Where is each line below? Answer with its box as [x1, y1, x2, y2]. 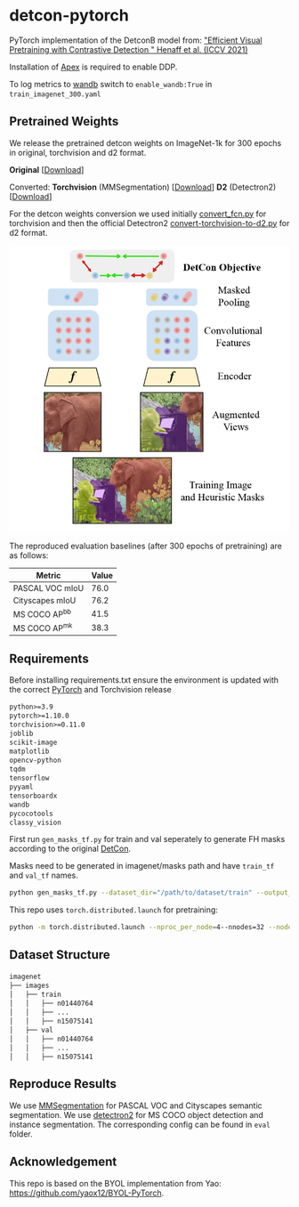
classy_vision [9, 818, 62, 828]
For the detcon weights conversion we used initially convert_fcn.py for [9, 208, 267, 219]
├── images [9, 981, 50, 990]
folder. [9, 1128, 33, 1139]
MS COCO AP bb [12, 607, 71, 620]
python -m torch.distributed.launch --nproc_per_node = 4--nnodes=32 [9, 923, 265, 932]
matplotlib [9, 747, 50, 757]
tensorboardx [9, 791, 58, 801]
